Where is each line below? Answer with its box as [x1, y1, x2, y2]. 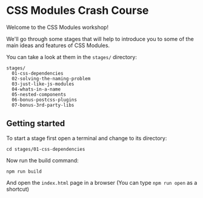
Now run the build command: [6, 156, 79, 164]
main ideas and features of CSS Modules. [6, 42, 110, 49]
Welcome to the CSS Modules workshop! [6, 24, 109, 31]
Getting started [6, 118, 65, 129]
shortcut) [6, 185, 29, 193]
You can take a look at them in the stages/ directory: [6, 53, 138, 60]
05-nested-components [12, 91, 67, 97]
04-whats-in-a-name [12, 86, 61, 92]
